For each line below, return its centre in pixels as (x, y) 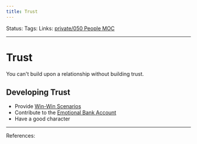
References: (21, 136)
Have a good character (42, 119)
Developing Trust (38, 92)
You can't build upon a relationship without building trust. (75, 73)
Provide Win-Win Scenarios (48, 106)
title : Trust (22, 11)
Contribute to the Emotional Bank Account (65, 113)
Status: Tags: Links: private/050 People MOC (60, 28)
